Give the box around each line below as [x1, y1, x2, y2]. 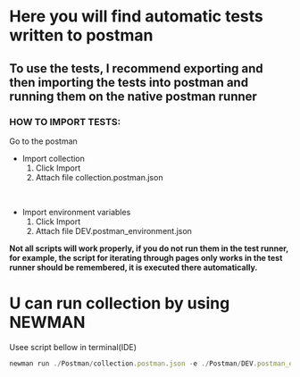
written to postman [9, 25, 154, 46]
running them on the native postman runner [9, 88, 257, 104]
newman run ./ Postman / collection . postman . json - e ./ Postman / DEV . [9, 359, 258, 368]
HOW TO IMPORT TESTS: [9, 115, 121, 128]
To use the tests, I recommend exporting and [9, 61, 263, 76]
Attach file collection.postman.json [35, 172, 163, 182]
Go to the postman [9, 136, 78, 147]
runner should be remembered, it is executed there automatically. [9, 262, 258, 272]
